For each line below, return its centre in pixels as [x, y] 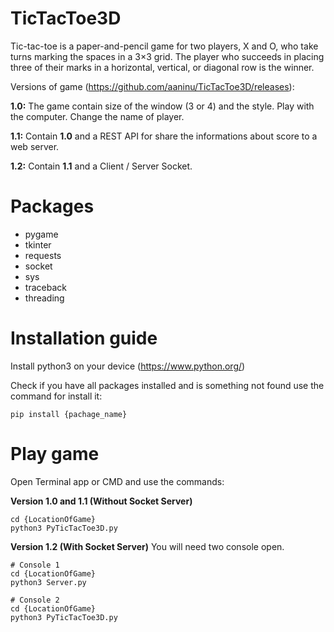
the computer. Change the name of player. [97, 116]
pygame [41, 234]
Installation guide [84, 338]
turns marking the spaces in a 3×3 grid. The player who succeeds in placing [167, 56]
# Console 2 [35, 600]
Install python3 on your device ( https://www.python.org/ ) [128, 366]
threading [44, 298]
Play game [55, 454]
